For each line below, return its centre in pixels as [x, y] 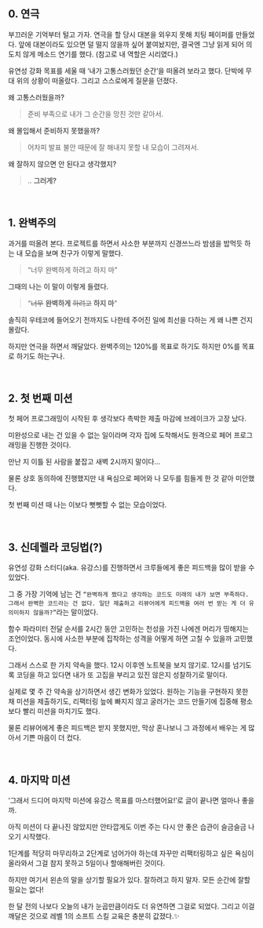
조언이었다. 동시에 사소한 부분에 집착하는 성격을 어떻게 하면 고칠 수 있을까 [120, 639]
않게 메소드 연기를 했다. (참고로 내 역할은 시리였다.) [100, 54]
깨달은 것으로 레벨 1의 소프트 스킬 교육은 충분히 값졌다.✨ [94, 916]
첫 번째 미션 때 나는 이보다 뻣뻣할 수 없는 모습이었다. [88, 505]
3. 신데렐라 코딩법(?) [56, 547]
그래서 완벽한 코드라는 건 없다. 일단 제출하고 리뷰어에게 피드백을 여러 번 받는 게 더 [127, 604]
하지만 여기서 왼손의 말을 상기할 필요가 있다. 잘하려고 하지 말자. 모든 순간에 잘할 [130, 880]
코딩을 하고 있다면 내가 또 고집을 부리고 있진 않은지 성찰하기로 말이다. [122, 675]
